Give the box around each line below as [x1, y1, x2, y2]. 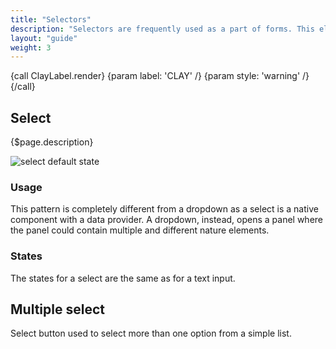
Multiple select [10, 301, 105, 318]
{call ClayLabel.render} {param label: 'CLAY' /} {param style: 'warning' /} [10, 70, 310, 82]
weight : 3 [10, 42, 52, 53]
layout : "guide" [10, 33, 78, 43]
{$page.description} [10, 136, 94, 148]
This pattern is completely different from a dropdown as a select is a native [10, 203, 319, 215]
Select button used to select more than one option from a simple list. [10, 327, 292, 340]
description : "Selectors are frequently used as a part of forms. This [10, 24, 315, 34]
